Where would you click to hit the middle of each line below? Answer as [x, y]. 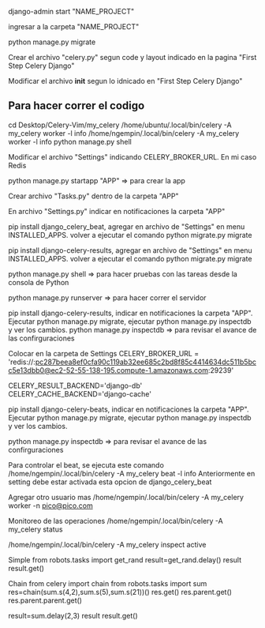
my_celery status [35, 529]
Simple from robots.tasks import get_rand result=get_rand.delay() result [125, 559]
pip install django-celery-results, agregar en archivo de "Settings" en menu [130, 250]
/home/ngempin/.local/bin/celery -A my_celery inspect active [107, 544]
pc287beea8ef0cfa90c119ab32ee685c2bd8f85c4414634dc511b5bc [146, 362]
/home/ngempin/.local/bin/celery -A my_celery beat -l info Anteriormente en [132, 473]
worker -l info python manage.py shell [70, 141]
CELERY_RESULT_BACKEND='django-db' [75, 385]
